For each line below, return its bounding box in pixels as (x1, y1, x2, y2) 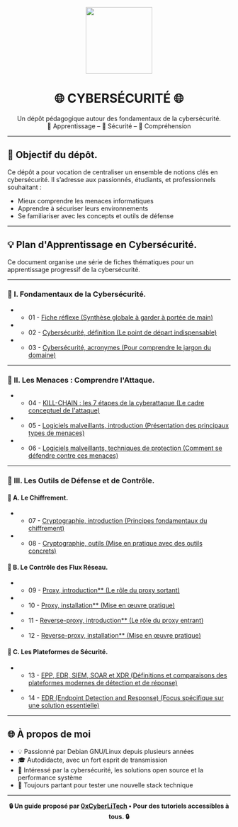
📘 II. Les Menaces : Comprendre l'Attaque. (7, 375, 155, 385)
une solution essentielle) (28, 701, 100, 709)
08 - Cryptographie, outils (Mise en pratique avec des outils (28, 539, 203, 548)
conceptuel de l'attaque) (28, 406, 101, 415)
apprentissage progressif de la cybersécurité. (7, 265, 140, 274)
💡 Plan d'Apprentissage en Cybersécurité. (7, 239, 197, 251)
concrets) (28, 546, 57, 556)
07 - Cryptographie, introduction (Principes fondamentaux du (28, 517, 208, 525)
